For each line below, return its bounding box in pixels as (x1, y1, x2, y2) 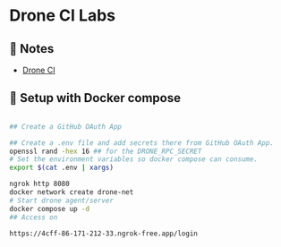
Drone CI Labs (9, 5, 116, 26)
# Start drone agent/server (9, 196, 115, 205)
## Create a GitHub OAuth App (9, 122, 123, 131)
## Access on (9, 212, 58, 222)
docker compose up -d (9, 204, 90, 213)
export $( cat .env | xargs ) (9, 163, 115, 173)
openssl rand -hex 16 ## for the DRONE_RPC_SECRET (9, 147, 202, 156)
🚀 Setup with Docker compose (9, 90, 182, 106)
